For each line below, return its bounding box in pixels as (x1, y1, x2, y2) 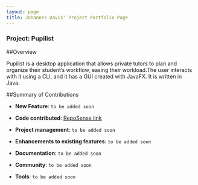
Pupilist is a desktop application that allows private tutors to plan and (6, 60, 177, 67)
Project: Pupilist (6, 34, 54, 43)
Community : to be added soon (14, 161, 92, 168)
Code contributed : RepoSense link (14, 114, 102, 122)
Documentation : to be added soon (14, 149, 101, 157)
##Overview (6, 48, 37, 55)
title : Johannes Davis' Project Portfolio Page (6, 15, 129, 21)
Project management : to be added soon (14, 126, 116, 133)
